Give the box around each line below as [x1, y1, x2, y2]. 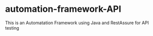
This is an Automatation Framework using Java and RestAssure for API [5, 20, 149, 26]
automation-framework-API [5, 3, 121, 15]
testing [5, 25, 19, 31]
